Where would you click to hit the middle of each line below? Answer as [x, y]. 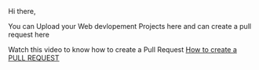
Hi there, [22, 11]
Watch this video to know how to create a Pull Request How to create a [123, 49]
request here [29, 35]
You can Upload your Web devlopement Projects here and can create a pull [130, 26]
